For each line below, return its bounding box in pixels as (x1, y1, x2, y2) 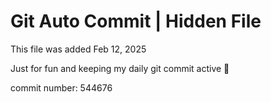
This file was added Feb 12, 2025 (10, 43, 147, 55)
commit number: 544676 (10, 81, 113, 94)
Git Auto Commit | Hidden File (10, 10, 262, 33)
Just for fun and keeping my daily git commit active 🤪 (10, 62, 230, 74)
